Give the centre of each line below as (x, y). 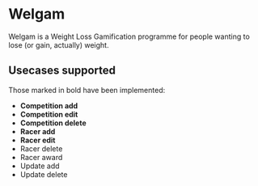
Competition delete (53, 123)
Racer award (41, 157)
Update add (40, 166)
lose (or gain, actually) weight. (59, 44)
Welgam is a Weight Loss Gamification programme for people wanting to (129, 36)
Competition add (49, 105)
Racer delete (41, 148)
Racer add (38, 131)
